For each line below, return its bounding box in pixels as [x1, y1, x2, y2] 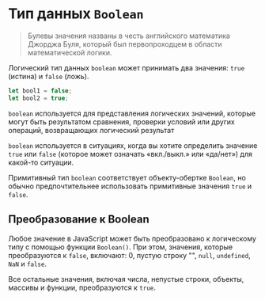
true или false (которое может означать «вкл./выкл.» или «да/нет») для [8, 149, 253, 158]
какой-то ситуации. [8, 158, 74, 167]
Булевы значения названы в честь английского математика [27, 31, 231, 40]
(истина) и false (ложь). [8, 71, 89, 81]
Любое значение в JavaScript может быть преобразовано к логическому [8, 234, 257, 243]
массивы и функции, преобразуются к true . [8, 283, 157, 292]
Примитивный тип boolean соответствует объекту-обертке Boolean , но [8, 173, 247, 182]
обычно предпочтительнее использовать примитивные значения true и [8, 181, 252, 191]
